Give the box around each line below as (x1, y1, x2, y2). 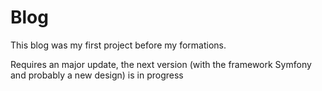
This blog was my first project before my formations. (10, 39, 227, 51)
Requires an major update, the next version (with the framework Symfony (10, 58, 312, 70)
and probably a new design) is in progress (10, 69, 184, 81)
